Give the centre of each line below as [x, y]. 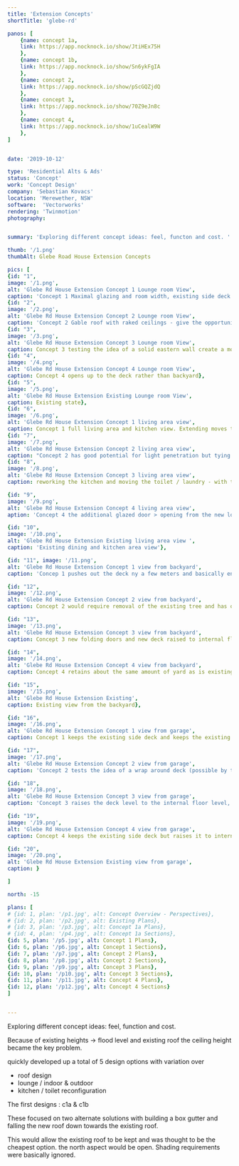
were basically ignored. [42, 1155]
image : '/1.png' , [33, 283]
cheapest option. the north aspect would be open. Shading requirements [114, 1147]
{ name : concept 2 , [47, 80]
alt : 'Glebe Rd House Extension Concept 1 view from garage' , [101, 731]
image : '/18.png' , [34, 790]
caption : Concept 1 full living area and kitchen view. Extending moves [117, 429]
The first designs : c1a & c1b [48, 1104]
